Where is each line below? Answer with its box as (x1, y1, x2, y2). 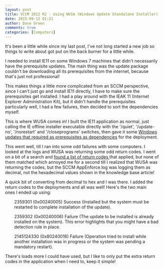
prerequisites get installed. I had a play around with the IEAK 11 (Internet (5, 93, 149, 99)
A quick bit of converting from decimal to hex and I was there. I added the (5, 179, 153, 185)
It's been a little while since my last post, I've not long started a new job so (5, 44, 155, 49)
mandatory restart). (14, 244, 54, 249)
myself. (5, 109, 20, 115)
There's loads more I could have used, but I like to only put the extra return (5, 253, 155, 259)
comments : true (5, 25, 36, 30)
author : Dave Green (5, 21, 45, 26)
